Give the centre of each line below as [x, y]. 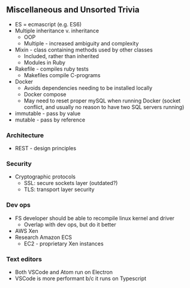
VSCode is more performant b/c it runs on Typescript [81, 278]
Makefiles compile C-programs [62, 75]
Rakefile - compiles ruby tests [52, 69]
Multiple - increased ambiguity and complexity [81, 43]
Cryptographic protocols [45, 177]
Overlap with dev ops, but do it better [70, 225]
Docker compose [45, 94]
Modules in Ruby [45, 62]
